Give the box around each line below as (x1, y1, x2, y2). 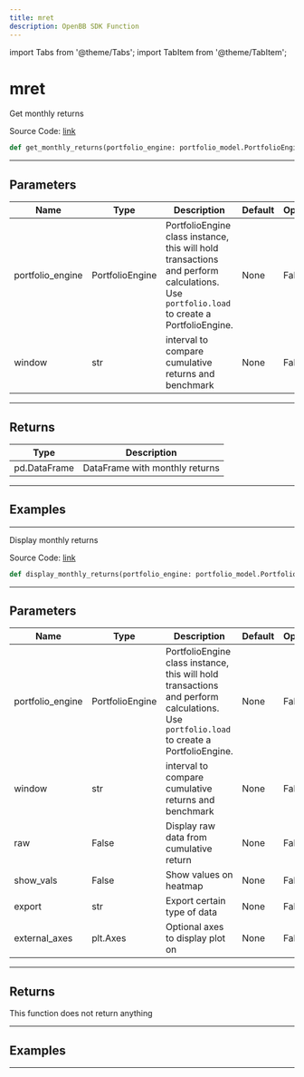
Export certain (166, 895, 226, 907)
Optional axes (166, 921, 224, 934)
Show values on (166, 868, 233, 881)
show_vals (14, 874, 58, 887)
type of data (166, 906, 218, 918)
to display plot (166, 932, 226, 945)
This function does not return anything (9, 1008, 153, 1019)
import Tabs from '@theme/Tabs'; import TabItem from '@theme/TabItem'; (9, 46, 288, 57)
